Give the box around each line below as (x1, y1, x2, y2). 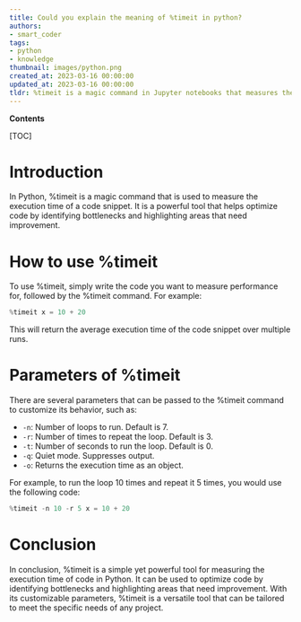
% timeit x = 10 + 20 (9, 308, 87, 317)
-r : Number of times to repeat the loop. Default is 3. (21, 432, 213, 442)
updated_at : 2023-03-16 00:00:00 (9, 80, 134, 89)
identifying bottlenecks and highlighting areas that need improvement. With (9, 583, 288, 593)
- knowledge (9, 55, 54, 64)
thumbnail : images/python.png (9, 64, 123, 73)
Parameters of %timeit (9, 365, 181, 386)
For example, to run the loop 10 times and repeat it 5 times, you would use (9, 477, 282, 488)
